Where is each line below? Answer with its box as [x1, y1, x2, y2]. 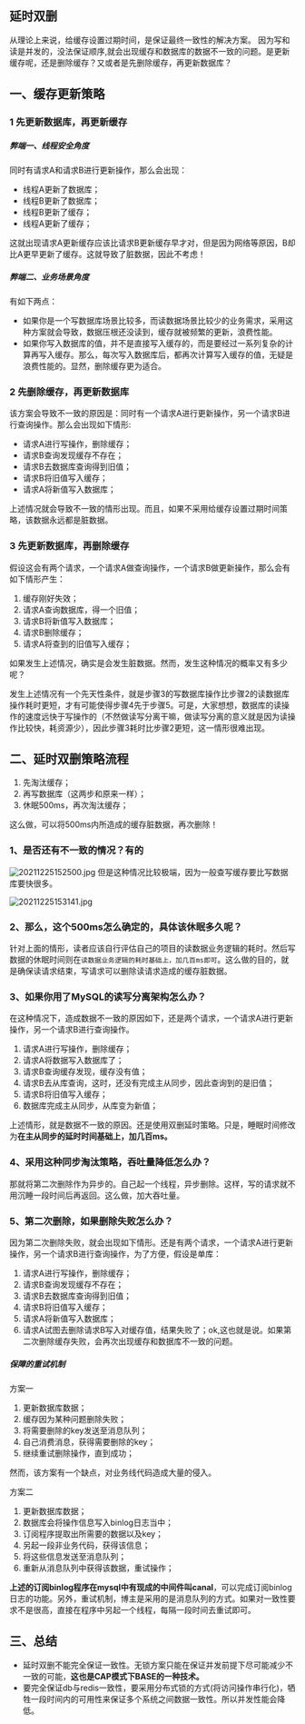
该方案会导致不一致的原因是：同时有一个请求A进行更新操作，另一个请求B [9, 408, 283, 419]
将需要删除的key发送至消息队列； [22, 1425, 148, 1436]
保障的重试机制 [9, 1358, 65, 1370]
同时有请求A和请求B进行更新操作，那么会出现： [9, 164, 188, 175]
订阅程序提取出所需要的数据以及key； [22, 1528, 163, 1539]
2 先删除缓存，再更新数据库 [9, 385, 130, 398]
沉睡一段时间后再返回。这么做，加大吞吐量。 [16, 1190, 184, 1201]
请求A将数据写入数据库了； [22, 1055, 124, 1066]
